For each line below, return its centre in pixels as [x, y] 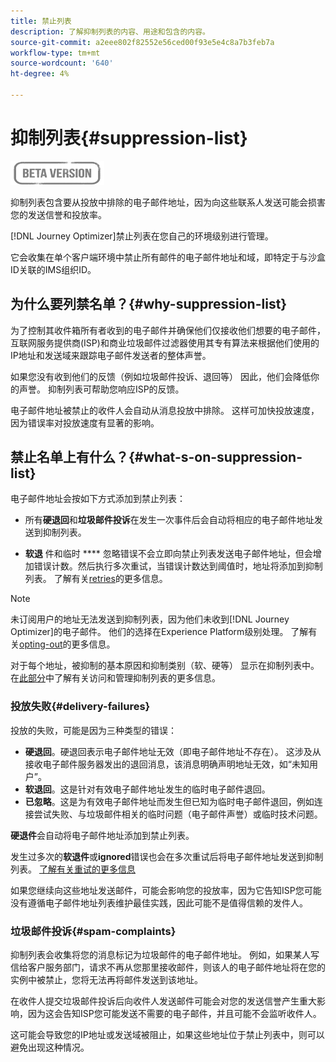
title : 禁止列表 [41, 21]
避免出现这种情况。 [50, 1047]
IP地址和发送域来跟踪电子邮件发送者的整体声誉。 [111, 355]
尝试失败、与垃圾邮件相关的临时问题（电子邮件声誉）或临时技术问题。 [178, 814]
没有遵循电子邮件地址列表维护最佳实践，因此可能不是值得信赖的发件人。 [159, 902]
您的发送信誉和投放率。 [58, 214]
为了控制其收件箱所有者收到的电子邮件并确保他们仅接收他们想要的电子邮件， [168, 330]
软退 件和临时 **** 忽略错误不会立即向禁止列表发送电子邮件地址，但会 [168, 554]
